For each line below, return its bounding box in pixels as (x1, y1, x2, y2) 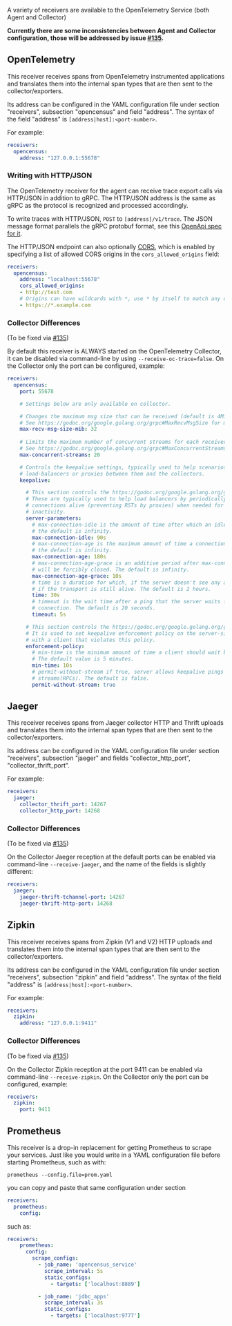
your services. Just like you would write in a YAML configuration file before (7, 1151, 221, 1159)
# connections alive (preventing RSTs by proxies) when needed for (25, 502, 224, 509)
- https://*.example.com (19, 302, 91, 309)
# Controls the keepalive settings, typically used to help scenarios (19, 464, 227, 471)
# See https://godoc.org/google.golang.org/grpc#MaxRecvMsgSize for (19, 419, 221, 427)
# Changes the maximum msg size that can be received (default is (19, 413, 215, 420)
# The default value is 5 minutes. (32, 656, 135, 663)
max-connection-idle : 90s (32, 534, 107, 541)
